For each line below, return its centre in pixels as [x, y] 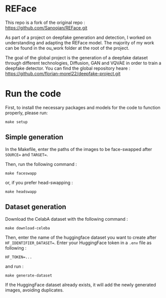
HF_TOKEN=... [19, 257]
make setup [16, 122]
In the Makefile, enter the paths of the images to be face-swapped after [79, 149]
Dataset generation [36, 207]
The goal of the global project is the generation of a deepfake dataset [77, 57]
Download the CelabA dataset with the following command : [67, 219]
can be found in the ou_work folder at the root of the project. [67, 48]
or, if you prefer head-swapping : [39, 182]
